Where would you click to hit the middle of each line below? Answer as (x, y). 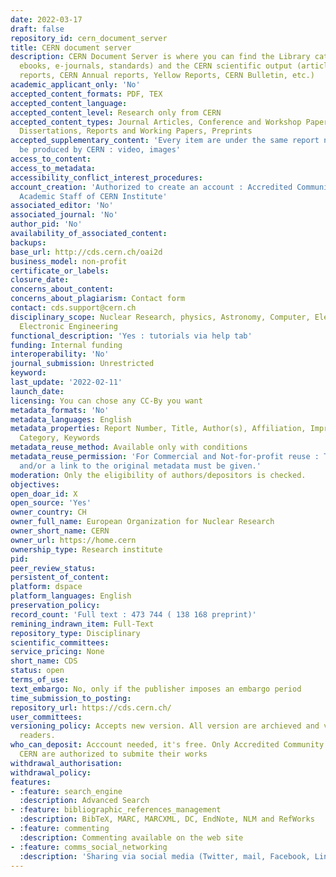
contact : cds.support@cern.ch (73, 308)
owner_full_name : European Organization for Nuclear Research (142, 522)
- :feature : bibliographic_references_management (116, 810)
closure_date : (40, 280)
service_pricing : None (57, 652)
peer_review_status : (53, 568)
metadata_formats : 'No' (60, 410)
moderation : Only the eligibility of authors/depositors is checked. (158, 475)
